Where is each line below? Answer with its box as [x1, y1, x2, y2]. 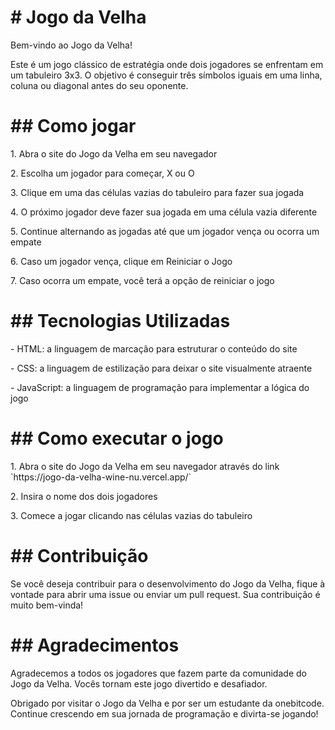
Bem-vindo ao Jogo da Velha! [10, 39, 133, 51]
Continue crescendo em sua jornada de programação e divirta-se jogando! [10, 707, 319, 720]
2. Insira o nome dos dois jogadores [10, 490, 158, 502]
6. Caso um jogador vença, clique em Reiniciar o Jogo [10, 255, 233, 267]
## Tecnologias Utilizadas [10, 310, 231, 333]
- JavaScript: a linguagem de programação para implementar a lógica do [10, 381, 310, 393]
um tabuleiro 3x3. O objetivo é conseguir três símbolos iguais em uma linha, [10, 69, 323, 81]
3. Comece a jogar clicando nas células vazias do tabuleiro [10, 509, 253, 521]
